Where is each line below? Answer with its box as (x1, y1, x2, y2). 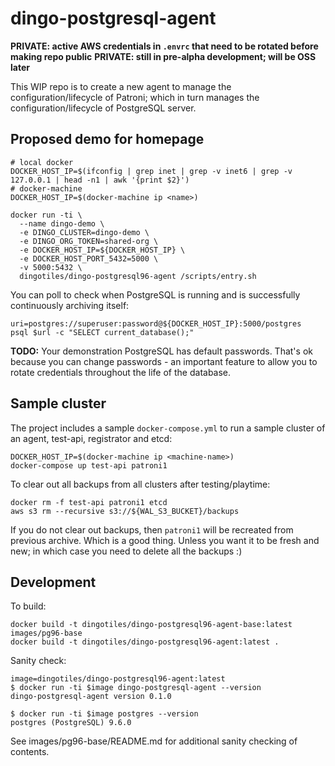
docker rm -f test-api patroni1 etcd (10, 497, 168, 507)
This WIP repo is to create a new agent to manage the (10, 80, 232, 92)
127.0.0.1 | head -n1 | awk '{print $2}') (10, 175, 190, 185)
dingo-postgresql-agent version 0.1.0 (10, 692, 172, 702)
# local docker (10, 157, 74, 167)
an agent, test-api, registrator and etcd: (10, 432, 173, 444)
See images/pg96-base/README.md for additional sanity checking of (10, 735, 298, 747)
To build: (10, 600, 47, 612)
